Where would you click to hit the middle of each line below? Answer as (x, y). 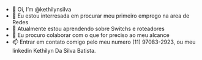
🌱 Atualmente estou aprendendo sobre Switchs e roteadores (88, 28)
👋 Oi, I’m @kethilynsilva (42, 9)
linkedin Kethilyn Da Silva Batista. (54, 51)
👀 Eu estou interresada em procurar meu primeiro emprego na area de (101, 16)
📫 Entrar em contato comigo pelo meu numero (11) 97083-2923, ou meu (104, 42)
